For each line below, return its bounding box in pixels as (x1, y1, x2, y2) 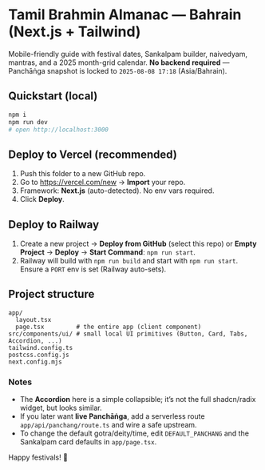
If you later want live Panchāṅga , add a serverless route (19, 412, 205, 421)
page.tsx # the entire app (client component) (15, 323, 202, 331)
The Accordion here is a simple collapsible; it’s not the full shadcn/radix (19, 395, 256, 404)
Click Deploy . (19, 195, 65, 204)
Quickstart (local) (8, 90, 98, 103)
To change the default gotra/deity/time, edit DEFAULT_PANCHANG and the (19, 428, 250, 438)
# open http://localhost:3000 (8, 126, 109, 134)
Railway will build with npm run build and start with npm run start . (19, 256, 238, 265)
